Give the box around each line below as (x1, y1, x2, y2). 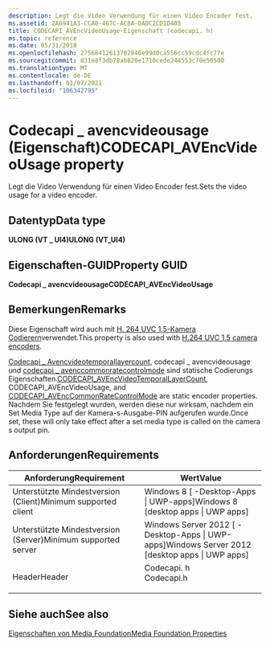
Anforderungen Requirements (8, 448, 159, 462)
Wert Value (180, 472, 223, 483)
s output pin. (8, 425, 51, 435)
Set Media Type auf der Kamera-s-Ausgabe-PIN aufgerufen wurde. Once (8, 407, 249, 418)
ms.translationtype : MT (8, 64, 88, 72)
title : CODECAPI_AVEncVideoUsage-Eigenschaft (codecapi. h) (8, 27, 215, 35)
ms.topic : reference (8, 34, 78, 43)
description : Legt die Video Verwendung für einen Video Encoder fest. (8, 11, 253, 20)
